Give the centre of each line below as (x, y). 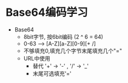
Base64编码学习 (47, 12)
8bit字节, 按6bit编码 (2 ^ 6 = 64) (63, 36)
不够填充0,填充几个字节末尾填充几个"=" (73, 51)
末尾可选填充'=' (52, 73)
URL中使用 (37, 58)
